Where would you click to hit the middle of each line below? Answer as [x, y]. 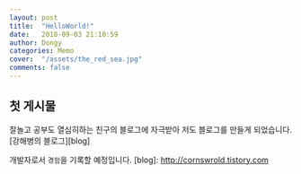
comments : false [40, 68]
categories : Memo [42, 51]
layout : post [34, 17]
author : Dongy [36, 43]
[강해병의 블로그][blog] [50, 141]
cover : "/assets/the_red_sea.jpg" [76, 59]
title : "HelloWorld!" [52, 26]
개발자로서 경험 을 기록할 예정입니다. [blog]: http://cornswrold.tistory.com [139, 160]
